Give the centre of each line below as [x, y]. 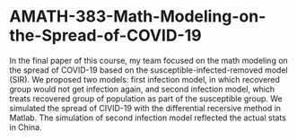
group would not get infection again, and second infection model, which [142, 89]
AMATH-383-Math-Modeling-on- [138, 17]
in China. [26, 127]
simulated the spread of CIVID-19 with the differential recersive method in [145, 108]
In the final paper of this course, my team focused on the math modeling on [149, 60]
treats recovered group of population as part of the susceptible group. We [146, 98]
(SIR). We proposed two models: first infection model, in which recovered [145, 79]
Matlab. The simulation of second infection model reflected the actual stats [148, 118]
